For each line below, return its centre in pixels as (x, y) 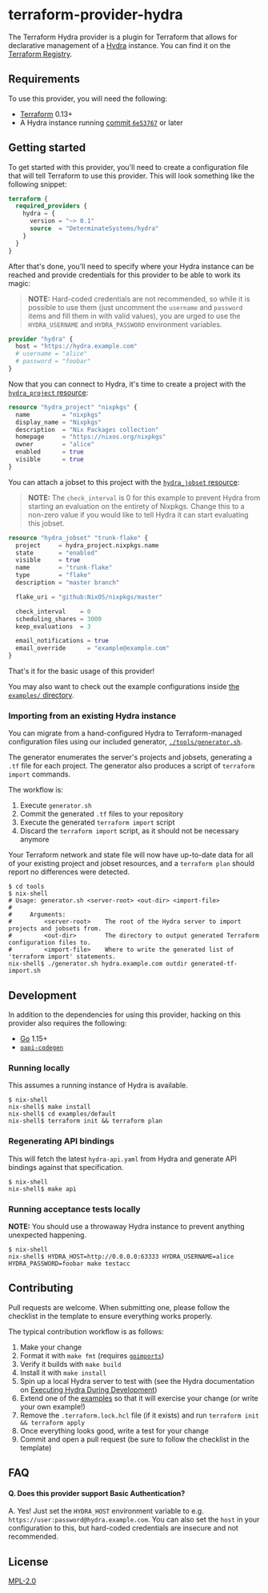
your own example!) (52, 1406)
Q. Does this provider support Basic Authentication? (97, 1493)
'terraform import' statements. (62, 957)
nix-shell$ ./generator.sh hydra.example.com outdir (98, 964)
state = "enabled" (57, 553)
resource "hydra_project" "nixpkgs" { (73, 407)
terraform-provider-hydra (96, 15)
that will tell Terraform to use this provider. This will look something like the (131, 175)
